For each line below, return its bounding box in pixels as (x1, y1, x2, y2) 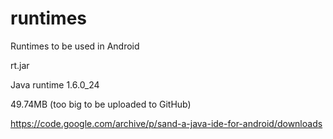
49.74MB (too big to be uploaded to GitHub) (10, 98, 192, 110)
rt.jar (10, 59, 30, 71)
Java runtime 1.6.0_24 (10, 78, 100, 91)
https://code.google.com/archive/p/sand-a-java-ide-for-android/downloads (10, 117, 323, 129)
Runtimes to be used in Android (10, 40, 140, 52)
